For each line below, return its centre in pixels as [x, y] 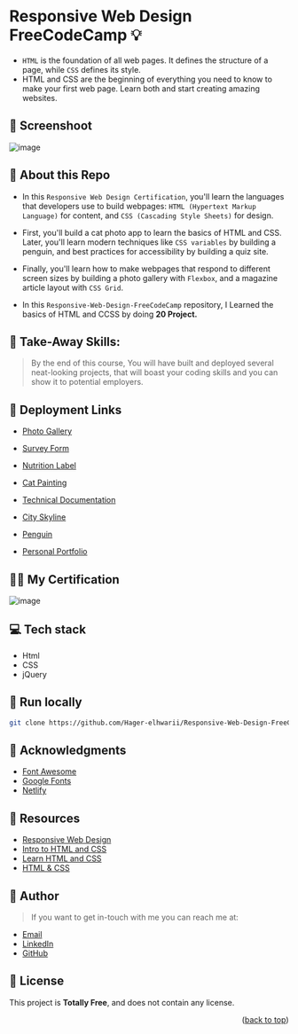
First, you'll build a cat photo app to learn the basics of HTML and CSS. [152, 232]
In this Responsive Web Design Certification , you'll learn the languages [153, 196]
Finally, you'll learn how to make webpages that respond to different [146, 269]
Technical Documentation [69, 500]
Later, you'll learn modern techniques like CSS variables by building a [149, 242]
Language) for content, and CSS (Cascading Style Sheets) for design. [148, 215]
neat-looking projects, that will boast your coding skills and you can [154, 372]
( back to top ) [265, 1019]
